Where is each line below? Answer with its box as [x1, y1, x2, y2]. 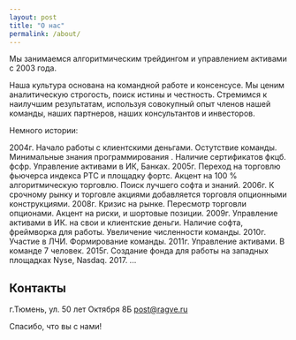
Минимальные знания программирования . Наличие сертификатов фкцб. [9, 152, 287, 162]
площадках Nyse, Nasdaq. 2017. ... [9, 255, 137, 266]
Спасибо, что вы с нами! [9, 321, 102, 332]
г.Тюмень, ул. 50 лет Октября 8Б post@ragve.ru [9, 304, 188, 314]
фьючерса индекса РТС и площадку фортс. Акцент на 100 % [9, 170, 238, 181]
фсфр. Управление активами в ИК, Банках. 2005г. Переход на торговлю [9, 161, 281, 172]
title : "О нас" [9, 21, 65, 30]
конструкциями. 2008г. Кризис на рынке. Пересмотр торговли [9, 199, 247, 209]
